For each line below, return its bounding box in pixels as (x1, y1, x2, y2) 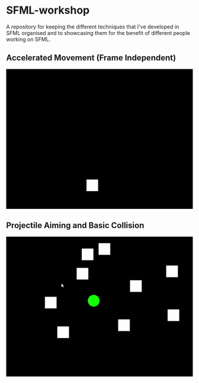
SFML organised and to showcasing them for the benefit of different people (6, 29, 191, 36)
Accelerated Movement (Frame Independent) (6, 53, 176, 63)
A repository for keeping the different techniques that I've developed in (6, 23, 179, 30)
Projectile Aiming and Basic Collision (6, 220, 145, 231)
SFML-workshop (6, 4, 90, 17)
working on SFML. (6, 36, 51, 43)
